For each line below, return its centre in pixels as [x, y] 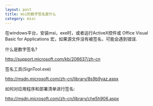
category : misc [21, 18]
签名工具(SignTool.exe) [28, 69]
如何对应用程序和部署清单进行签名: [40, 89]
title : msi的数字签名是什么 [31, 14]
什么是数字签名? [21, 50]
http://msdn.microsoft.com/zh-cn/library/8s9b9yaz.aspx [62, 79]
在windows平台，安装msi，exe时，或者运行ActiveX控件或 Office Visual [76, 33]
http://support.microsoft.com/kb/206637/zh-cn [53, 59]
